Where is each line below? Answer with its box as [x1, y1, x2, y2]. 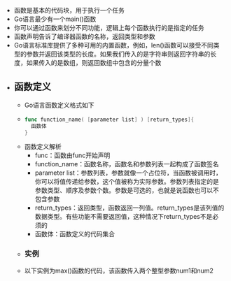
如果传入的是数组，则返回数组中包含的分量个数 [26, 59, 162, 66]
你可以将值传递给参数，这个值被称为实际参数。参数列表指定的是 [34, 178, 219, 186]
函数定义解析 [24, 143, 62, 151]
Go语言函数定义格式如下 [24, 101, 94, 109]
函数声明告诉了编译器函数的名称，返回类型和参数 [13, 32, 155, 41]
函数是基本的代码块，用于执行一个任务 [13, 6, 125, 14]
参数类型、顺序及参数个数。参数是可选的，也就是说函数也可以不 [34, 186, 219, 194]
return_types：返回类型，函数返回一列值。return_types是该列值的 [34, 203, 225, 212]
